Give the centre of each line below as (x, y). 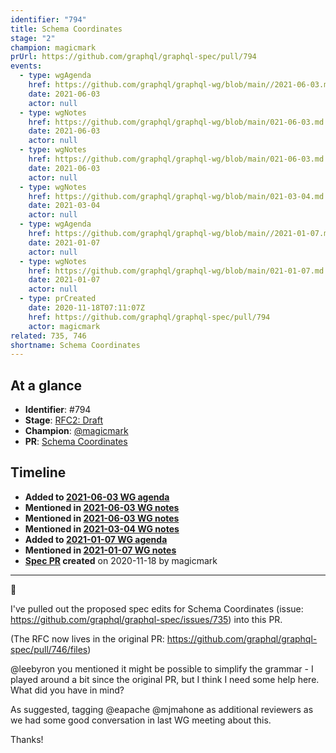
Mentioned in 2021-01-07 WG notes (100, 550)
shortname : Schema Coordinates (75, 345)
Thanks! (27, 739)
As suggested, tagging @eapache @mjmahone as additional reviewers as (162, 709)
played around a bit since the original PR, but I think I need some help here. (165, 679)
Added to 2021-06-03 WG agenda (97, 497)
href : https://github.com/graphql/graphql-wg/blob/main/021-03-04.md (176, 196)
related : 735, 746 (48, 336)
